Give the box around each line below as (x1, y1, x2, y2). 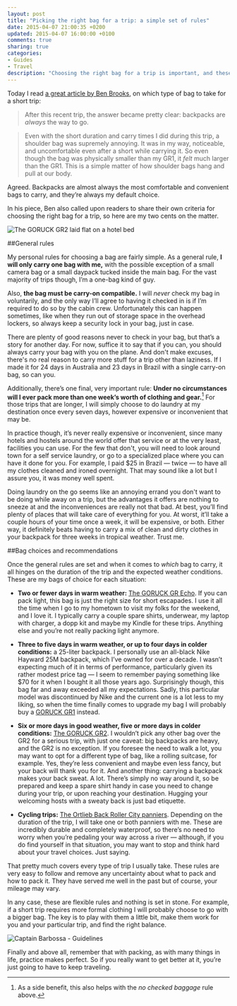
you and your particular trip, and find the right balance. (7, 920, 167, 929)
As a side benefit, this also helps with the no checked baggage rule (17, 983, 214, 992)
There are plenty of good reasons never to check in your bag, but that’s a (7, 333, 220, 341)
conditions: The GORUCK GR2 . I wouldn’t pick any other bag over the (17, 729, 221, 738)
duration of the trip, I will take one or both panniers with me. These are (17, 818, 223, 826)
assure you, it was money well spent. (7, 474, 115, 482)
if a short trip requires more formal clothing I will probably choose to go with (7, 906, 229, 914)
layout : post (7, 10, 46, 18)
